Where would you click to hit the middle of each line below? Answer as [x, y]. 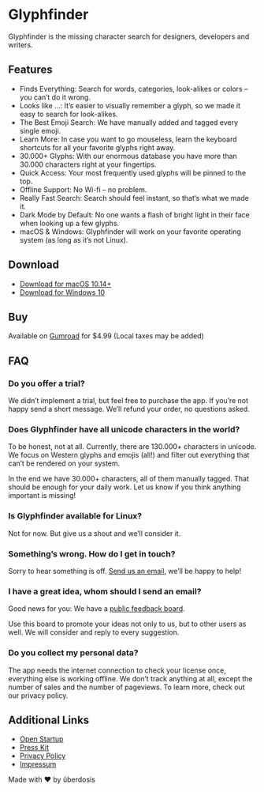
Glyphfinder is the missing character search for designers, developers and [129, 36]
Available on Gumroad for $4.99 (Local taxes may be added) [106, 336]
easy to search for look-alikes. [69, 114]
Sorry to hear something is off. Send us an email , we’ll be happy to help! [125, 571]
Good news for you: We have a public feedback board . [97, 609]
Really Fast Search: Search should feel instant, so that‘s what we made [134, 198]
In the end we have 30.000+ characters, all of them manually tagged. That [129, 479]
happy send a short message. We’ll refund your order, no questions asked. [129, 409]
